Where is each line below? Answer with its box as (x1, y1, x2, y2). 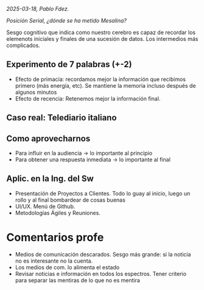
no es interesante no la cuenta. (15, 257, 93, 264)
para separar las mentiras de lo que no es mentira (15, 277, 140, 284)
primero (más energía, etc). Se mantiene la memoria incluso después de (15, 82, 196, 89)
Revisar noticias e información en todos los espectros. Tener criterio (15, 270, 187, 277)
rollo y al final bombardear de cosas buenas (15, 196, 126, 203)
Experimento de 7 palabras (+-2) (6, 59, 132, 69)
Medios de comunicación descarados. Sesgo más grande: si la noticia (15, 250, 191, 258)
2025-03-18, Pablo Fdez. (6, 5, 69, 12)
